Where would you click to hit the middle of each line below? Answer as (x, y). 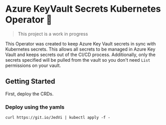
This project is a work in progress (53, 34)
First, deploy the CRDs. (30, 94)
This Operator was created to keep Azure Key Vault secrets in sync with (81, 43)
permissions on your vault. (33, 65)
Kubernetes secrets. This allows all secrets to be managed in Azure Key (80, 49)
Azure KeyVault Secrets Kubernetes (83, 9)
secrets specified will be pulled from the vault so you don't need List (78, 60)
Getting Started (30, 81)
